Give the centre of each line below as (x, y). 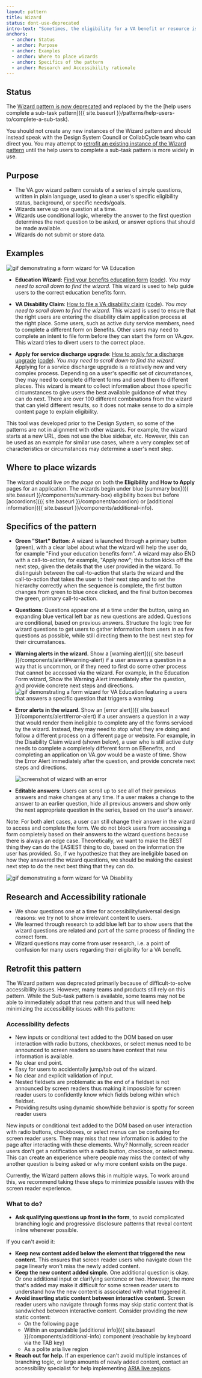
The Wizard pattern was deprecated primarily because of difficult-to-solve (99, 983)
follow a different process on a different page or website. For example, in (105, 736)
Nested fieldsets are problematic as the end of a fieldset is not (92, 1082)
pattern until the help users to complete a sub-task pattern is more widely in (100, 150)
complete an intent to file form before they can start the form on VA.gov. (104, 336)
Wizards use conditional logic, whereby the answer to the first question (103, 215)
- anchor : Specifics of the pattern (57, 62)
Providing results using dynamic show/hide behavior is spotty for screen (105, 1107)
